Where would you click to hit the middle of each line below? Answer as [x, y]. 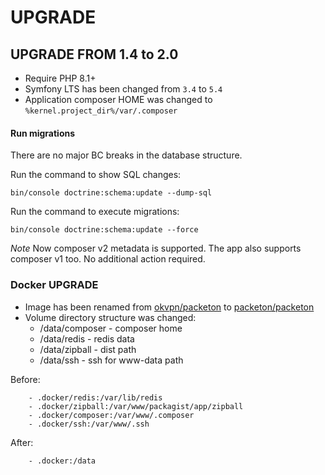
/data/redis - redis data [87, 338]
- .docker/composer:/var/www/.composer [111, 415]
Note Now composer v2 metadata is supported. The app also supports [156, 248]
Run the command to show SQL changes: [96, 175]
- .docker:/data [62, 461]
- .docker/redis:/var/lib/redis [95, 397]
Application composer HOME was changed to [118, 99]
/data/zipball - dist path [88, 349]
